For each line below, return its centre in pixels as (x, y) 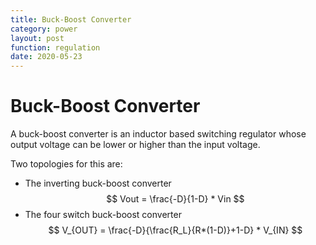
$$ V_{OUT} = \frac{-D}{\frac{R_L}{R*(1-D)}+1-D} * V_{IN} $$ (175, 230)
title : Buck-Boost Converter (71, 19)
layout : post (37, 38)
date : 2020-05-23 (46, 57)
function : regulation (55, 47)
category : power (44, 29)
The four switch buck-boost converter (103, 215)
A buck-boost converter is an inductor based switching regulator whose (158, 134)
